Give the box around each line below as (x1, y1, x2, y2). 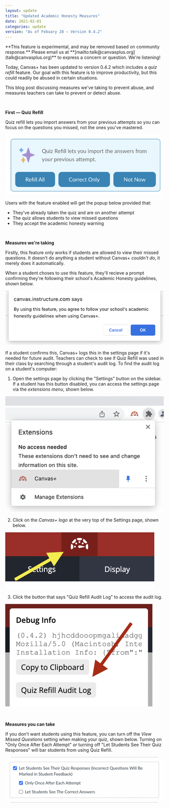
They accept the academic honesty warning (12, 220, 104, 226)
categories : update (5, 24, 46, 29)
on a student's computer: (5, 366, 58, 372)
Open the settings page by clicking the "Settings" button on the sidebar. (12, 375, 162, 382)
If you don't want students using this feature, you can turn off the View (5, 731, 152, 737)
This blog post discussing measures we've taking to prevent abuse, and (5, 84, 154, 91)
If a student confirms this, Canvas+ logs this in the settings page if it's (5, 349, 150, 355)
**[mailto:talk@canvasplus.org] (70, 49, 135, 55)
